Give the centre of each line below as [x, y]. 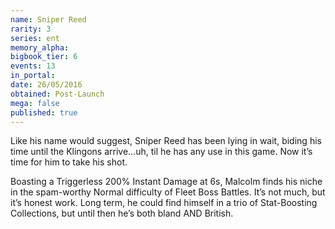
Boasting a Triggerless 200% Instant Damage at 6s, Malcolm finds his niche [166, 182]
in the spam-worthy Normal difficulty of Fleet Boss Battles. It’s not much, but [168, 192]
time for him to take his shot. [69, 162]
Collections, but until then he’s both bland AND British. [122, 213]
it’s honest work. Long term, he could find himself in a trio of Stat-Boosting [164, 203]
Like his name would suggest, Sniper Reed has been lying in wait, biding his [166, 141]
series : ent [35, 38]
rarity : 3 [31, 29]
